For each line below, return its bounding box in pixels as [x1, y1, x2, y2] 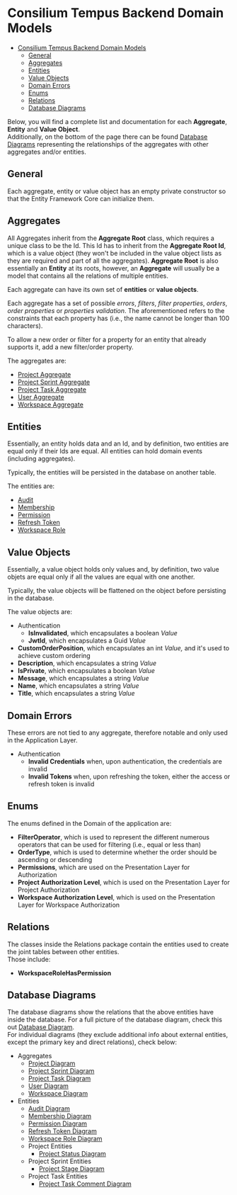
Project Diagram [28, 1059, 76, 1067]
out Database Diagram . [7, 1023, 75, 1031]
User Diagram [28, 1082, 69, 1090]
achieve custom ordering [17, 652, 91, 660]
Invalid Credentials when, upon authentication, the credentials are [28, 757, 223, 766]
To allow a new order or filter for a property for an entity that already [7, 335, 207, 344]
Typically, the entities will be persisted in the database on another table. [7, 468, 217, 477]
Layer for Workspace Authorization [17, 900, 120, 909]
